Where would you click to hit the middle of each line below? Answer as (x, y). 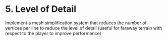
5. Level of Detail (41, 9)
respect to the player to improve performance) (53, 33)
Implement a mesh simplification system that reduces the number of (76, 23)
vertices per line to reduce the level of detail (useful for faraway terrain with (84, 28)
